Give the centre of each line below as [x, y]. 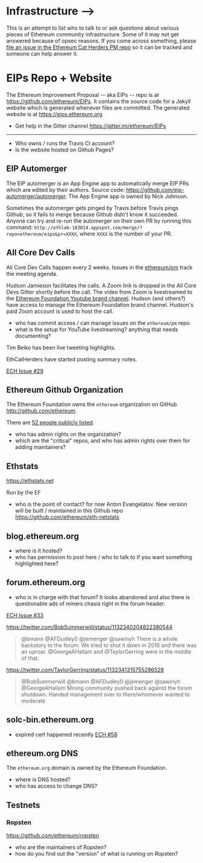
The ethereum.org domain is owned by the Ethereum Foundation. [87, 768]
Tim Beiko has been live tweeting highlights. [61, 347]
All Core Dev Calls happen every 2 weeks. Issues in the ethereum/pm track [99, 267]
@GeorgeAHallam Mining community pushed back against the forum [106, 687]
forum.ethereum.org [46, 582]
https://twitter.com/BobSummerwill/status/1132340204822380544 [89, 627]
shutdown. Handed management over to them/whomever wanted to [105, 694]
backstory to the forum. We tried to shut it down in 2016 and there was [109, 645]
